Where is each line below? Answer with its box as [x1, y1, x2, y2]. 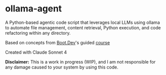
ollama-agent [5, 3, 62, 14]
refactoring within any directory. [5, 30, 71, 36]
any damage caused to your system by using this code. [5, 64, 118, 70]
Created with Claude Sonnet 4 [5, 49, 67, 55]
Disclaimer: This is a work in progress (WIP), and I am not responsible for [5, 59, 156, 65]
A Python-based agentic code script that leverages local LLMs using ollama [5, 19, 160, 25]
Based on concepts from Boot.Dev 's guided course [5, 39, 110, 45]
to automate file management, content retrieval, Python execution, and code [5, 24, 161, 30]
